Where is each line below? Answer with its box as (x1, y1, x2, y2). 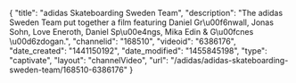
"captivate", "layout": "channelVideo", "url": (9, 55, 169, 65)
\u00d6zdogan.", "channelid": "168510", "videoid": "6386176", (9, 36, 236, 46)
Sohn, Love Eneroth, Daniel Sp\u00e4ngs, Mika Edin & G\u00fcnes (9, 27, 254, 37)
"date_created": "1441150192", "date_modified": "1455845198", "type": (9, 46, 267, 56)
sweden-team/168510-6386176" (9, 64, 127, 75)
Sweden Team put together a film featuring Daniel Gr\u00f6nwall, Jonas (9, 17, 275, 28)
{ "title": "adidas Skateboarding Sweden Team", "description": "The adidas (9, 8, 284, 18)
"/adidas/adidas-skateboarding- (170, 55, 289, 65)
